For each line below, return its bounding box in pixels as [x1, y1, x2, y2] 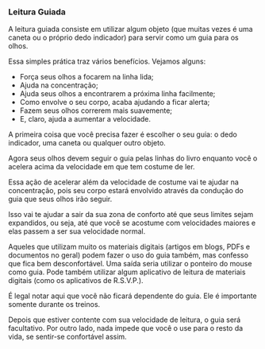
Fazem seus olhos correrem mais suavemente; [19, 106, 173, 115]
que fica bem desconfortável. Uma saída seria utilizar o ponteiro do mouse [8, 259, 252, 269]
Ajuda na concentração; [19, 80, 98, 90]
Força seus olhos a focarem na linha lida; [19, 72, 154, 82]
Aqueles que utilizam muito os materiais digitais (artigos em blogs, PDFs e [8, 242, 251, 252]
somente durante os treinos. [8, 300, 101, 309]
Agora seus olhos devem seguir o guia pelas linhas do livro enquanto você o [8, 153, 258, 163]
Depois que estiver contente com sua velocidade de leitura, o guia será [8, 315, 241, 324]
